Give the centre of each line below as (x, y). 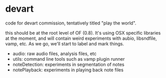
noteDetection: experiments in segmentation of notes (68, 64)
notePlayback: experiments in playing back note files (68, 70)
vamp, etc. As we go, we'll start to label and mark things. (65, 43)
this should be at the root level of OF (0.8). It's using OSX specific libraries (83, 33)
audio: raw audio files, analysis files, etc (54, 54)
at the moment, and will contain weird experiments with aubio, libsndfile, (81, 38)
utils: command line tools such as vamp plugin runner (68, 59)
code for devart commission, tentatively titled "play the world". (71, 23)
